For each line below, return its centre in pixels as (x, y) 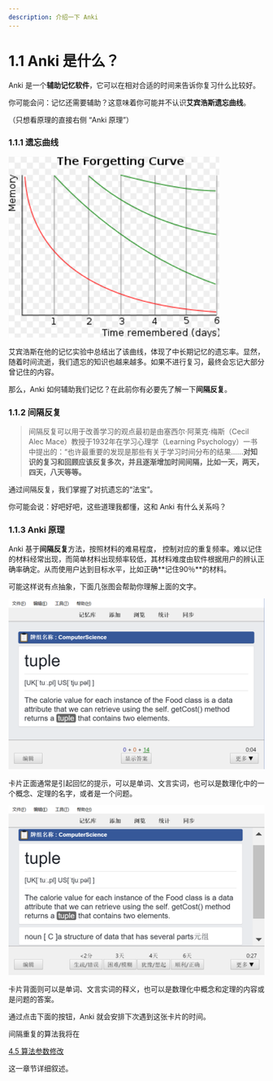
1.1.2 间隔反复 (35, 412)
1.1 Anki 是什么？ (64, 61)
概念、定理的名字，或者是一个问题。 (76, 794)
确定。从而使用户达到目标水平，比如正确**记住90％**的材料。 (127, 569)
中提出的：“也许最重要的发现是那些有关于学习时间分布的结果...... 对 (139, 452)
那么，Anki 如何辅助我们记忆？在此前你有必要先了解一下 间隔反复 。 (120, 389)
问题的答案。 (37, 1000)
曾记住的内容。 (33, 372)
